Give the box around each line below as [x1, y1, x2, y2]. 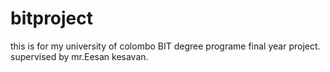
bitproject [10, 7, 94, 30]
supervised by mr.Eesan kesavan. [10, 50, 149, 62]
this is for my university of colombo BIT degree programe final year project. [10, 40, 321, 52]
